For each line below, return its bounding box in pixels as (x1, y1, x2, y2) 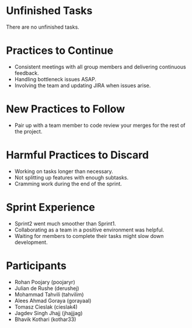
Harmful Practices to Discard (6, 149, 149, 161)
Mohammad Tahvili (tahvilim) (14, 291, 84, 298)
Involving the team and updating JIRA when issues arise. (14, 82, 151, 89)
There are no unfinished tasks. (6, 23, 80, 30)
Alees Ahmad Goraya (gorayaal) (14, 297, 92, 304)
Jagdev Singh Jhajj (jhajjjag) (14, 309, 83, 316)
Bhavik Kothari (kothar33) (14, 316, 76, 323)
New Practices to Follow (6, 102, 125, 116)
